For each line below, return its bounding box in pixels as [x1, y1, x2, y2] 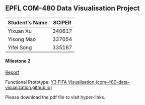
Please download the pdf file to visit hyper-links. [5, 94, 106, 100]
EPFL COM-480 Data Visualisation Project [5, 4, 140, 13]
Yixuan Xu [8, 27, 32, 34]
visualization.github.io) [5, 84, 52, 90]
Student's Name [8, 19, 48, 26]
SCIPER [53, 19, 71, 26]
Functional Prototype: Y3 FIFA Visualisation [5, 79, 95, 85]
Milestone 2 [5, 58, 31, 64]
